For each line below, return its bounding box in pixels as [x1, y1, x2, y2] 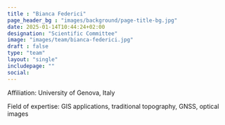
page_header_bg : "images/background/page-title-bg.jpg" [7, 17, 178, 24]
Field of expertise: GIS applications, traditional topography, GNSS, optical [7, 102, 219, 110]
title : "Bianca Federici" [7, 10, 86, 18]
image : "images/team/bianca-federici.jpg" [7, 37, 134, 44]
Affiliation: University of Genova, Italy [7, 88, 115, 97]
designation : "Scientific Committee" [7, 29, 118, 37]
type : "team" [7, 50, 46, 57]
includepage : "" [7, 63, 55, 70]
